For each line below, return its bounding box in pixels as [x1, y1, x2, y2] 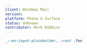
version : [5, 12, 23, 16]
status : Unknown [5, 20, 38, 26]
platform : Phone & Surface [5, 16, 60, 21]
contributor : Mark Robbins [5, 25, 60, 30]
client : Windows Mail [5, 7, 50, 12]
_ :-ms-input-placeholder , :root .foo [5, 38, 83, 44]
